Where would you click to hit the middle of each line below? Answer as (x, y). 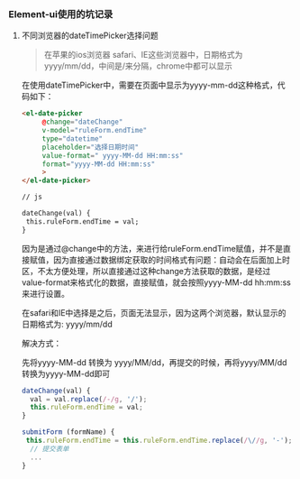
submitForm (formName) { (68, 432)
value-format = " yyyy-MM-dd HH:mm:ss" (113, 155)
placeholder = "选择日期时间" (91, 147)
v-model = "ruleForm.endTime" (95, 131)
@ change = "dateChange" (82, 122)
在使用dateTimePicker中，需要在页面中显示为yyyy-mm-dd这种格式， (150, 85)
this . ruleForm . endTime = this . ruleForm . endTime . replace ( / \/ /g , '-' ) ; (159, 441)
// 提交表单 (50, 448)
